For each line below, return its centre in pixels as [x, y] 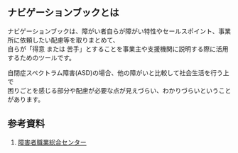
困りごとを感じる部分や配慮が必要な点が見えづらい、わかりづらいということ [119, 90]
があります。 [26, 99]
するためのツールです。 [42, 57]
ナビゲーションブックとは [63, 13]
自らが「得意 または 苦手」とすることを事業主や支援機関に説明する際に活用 [118, 49]
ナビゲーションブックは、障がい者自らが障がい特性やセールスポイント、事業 [119, 31]
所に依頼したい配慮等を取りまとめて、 [63, 40]
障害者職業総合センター [52, 142]
